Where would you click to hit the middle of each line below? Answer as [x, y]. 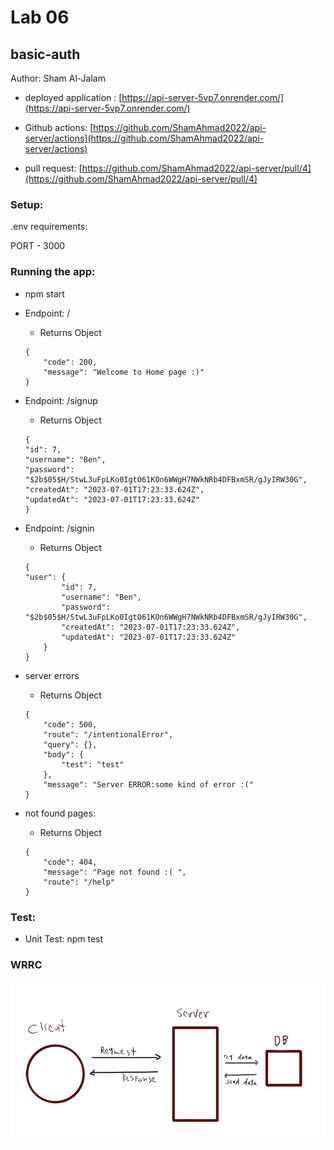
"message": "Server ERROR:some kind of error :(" [148, 784]
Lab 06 [40, 17]
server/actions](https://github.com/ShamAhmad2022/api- [144, 138]
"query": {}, [70, 744]
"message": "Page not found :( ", [115, 872]
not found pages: [60, 813]
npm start [44, 293]
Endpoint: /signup [61, 400]
